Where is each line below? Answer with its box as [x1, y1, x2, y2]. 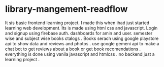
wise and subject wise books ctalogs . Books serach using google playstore [5, 35, 159, 41]
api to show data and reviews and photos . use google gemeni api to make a [5, 40, 160, 46]
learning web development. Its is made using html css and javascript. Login [5, 25, 158, 31]
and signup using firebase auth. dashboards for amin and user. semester [5, 30, 153, 36]
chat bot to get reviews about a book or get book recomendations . [5, 46, 141, 52]
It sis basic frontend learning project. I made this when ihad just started [5, 20, 150, 26]
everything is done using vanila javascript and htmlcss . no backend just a [5, 51, 155, 57]
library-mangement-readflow [5, 3, 128, 15]
